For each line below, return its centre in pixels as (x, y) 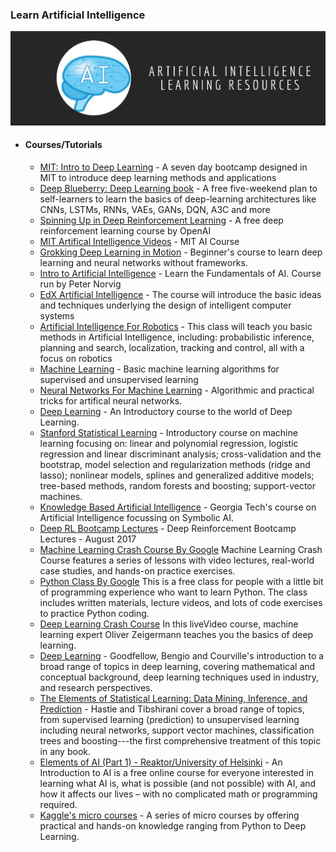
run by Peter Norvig (80, 284)
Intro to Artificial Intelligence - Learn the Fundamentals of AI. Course (180, 273)
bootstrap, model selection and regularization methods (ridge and (175, 464)
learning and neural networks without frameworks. (143, 262)
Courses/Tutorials (63, 145)
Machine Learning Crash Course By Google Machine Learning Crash (181, 549)
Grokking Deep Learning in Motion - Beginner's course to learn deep (181, 252)
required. (58, 804)
